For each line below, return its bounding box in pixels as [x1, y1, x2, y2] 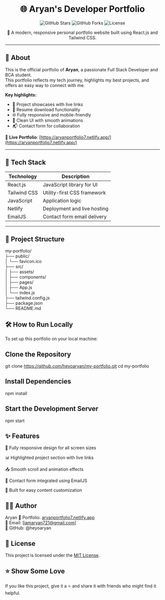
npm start [5, 418, 25, 424]
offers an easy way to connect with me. [5, 82, 85, 88]
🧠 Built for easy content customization [5, 487, 82, 493]
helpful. [5, 590, 21, 596]
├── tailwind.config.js [5, 295, 50, 301]
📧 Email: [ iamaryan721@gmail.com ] [5, 520, 77, 526]
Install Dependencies [5, 377, 71, 386]
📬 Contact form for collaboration [12, 123, 80, 129]
